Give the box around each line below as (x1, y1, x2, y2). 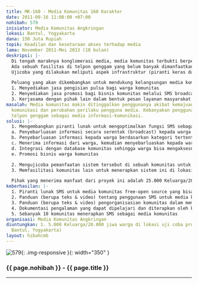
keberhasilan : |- (6, 184, 49, 190)
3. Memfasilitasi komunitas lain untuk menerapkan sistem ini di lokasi (11, 167, 194, 173)
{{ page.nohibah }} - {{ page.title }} (6, 263, 109, 272)
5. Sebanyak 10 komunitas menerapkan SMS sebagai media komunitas (11, 211, 178, 217)
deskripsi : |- (6, 53, 41, 58)
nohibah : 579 (6, 19, 38, 25)
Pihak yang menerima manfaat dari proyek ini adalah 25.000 (11, 178, 162, 184)
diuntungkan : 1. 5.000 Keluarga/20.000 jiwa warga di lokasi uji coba (6, 222, 183, 228)
